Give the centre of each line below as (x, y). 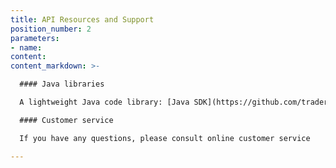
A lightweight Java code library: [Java (104, 102)
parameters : (35, 38)
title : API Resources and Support (82, 19)
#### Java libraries (62, 84)
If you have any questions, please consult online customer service (165, 138)
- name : (26, 47)
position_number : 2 (51, 29)
